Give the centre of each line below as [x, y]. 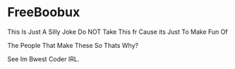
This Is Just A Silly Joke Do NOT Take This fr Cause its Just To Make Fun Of [117, 32]
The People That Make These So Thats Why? [73, 45]
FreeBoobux [44, 12]
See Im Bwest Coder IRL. [43, 59]
